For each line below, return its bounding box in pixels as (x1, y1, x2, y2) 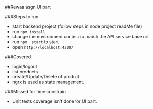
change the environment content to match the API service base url (12, 34, 149, 39)
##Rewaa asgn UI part (5, 4, 51, 10)
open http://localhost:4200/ (12, 44, 74, 50)
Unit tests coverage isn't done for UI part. (12, 98, 98, 104)
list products (12, 69, 38, 74)
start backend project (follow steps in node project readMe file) (12, 23, 142, 29)
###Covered (5, 54, 31, 60)
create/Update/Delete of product (12, 74, 80, 79)
